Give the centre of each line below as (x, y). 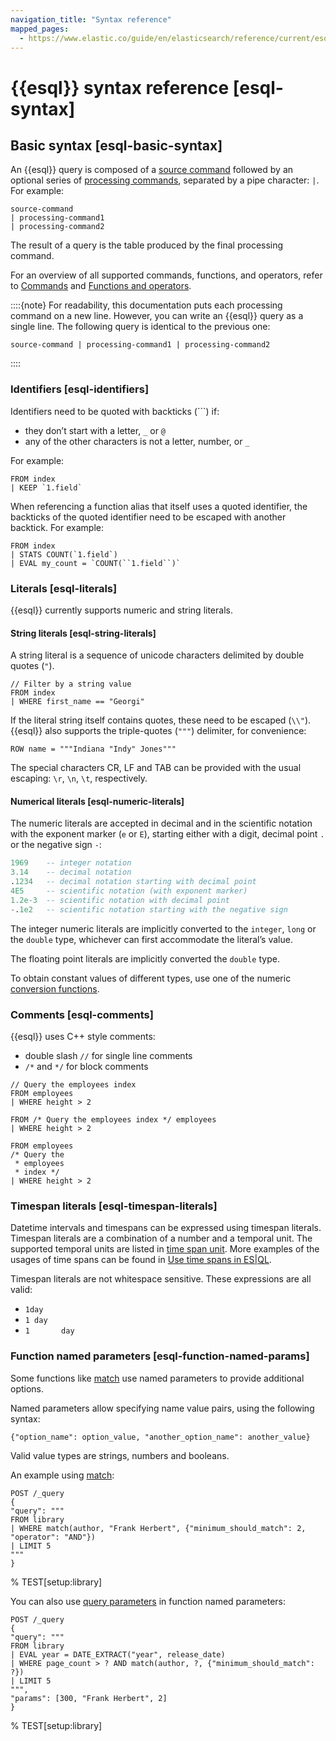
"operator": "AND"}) (53, 1537)
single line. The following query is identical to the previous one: (140, 327)
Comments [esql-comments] (82, 1014)
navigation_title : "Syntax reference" (91, 19)
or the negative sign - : (56, 845)
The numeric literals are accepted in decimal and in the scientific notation (161, 823)
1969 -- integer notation (71, 863)
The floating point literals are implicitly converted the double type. (145, 958)
